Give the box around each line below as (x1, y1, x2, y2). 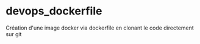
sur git (5, 30, 22, 37)
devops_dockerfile (5, 4, 102, 18)
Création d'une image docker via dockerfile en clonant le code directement (5, 24, 195, 31)
